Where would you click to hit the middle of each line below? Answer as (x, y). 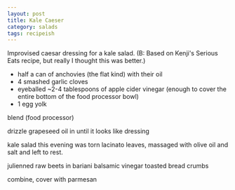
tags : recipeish (31, 33)
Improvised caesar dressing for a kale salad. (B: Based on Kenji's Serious (113, 53)
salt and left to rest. (35, 152)
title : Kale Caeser (36, 20)
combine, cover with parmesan (52, 179)
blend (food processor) (41, 118)
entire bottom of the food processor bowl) (78, 97)
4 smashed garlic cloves (53, 82)
